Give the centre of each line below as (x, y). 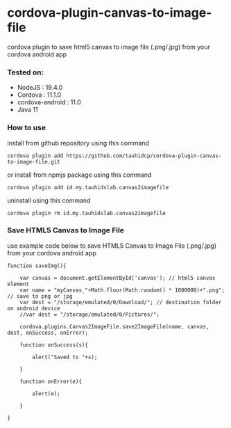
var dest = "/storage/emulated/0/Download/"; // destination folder (121, 302)
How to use (27, 128)
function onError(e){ (51, 381)
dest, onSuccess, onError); (48, 333)
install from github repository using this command (78, 143)
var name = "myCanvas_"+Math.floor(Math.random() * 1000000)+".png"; (122, 290)
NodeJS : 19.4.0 (40, 88)
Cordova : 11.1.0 (39, 95)
